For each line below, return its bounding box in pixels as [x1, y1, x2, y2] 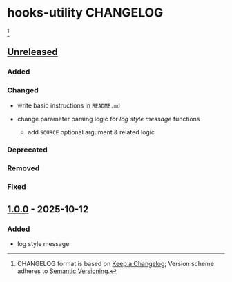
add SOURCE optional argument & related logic [27, 128, 155, 136]
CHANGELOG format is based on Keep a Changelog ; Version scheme [17, 260, 214, 268]
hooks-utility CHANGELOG [7, 5, 164, 21]
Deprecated [7, 145, 48, 154]
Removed [7, 163, 40, 173]
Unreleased [7, 46, 59, 58]
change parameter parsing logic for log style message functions [17, 114, 200, 123]
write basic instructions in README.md [17, 101, 121, 110]
